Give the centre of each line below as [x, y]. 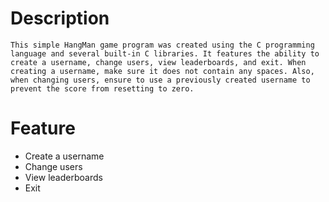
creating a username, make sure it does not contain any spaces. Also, [162, 71]
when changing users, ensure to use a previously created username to [160, 80]
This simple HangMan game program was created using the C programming [162, 45]
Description [60, 18]
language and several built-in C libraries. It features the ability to [165, 53]
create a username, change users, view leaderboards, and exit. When [158, 62]
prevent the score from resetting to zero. [102, 88]
